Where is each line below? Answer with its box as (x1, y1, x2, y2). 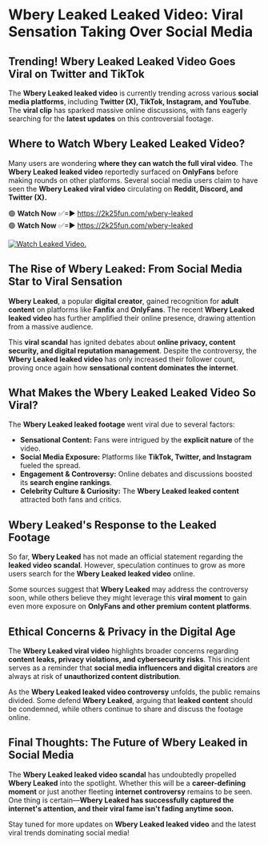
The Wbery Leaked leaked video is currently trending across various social (8, 88, 258, 98)
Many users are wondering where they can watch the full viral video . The (8, 158, 254, 168)
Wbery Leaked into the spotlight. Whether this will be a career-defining (8, 778, 246, 787)
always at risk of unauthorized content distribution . (8, 672, 182, 681)
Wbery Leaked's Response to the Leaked (8, 518, 218, 532)
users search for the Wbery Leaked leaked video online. (8, 569, 196, 579)
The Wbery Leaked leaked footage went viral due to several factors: (8, 419, 235, 430)
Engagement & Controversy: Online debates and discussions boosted (19, 469, 253, 479)
